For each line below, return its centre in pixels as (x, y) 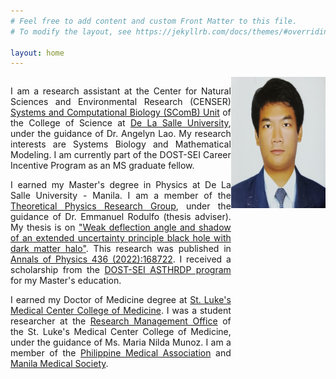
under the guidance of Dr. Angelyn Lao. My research (121, 134)
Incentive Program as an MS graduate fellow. (102, 166)
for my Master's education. (66, 281)
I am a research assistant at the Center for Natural (121, 91)
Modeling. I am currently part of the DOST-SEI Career (121, 155)
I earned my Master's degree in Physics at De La (121, 185)
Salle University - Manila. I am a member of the (121, 196)
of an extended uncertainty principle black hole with (121, 238)
